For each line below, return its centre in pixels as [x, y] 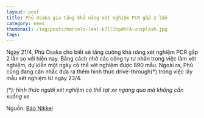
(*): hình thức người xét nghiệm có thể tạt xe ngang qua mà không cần [95, 90]
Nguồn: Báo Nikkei [30, 108]
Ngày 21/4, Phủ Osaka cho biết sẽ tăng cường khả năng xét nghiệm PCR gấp [102, 52]
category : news [26, 23]
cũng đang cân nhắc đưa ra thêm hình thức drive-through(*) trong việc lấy [100, 72]
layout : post [23, 12]
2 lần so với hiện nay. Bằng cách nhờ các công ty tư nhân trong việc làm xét [101, 59]
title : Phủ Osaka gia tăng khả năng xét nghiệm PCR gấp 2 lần [87, 18]
